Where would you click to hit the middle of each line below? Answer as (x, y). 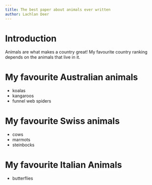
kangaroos (23, 96)
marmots (21, 140)
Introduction (31, 39)
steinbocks (23, 145)
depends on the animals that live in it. (43, 57)
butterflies (23, 178)
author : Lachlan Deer (27, 14)
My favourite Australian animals (72, 77)
